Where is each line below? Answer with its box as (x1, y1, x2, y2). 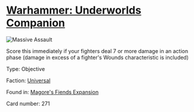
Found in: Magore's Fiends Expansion (6, 88, 99, 95)
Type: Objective (6, 65, 45, 72)
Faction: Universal (6, 77, 51, 84)
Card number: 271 (6, 99, 50, 107)
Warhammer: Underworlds (6, 4, 141, 17)
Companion (6, 16, 66, 30)
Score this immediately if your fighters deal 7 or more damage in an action (6, 47, 189, 54)
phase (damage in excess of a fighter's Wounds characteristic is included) (6, 54, 189, 61)
